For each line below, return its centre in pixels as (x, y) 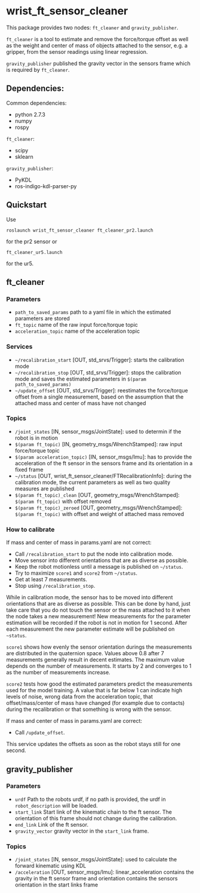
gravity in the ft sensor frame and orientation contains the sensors (96, 879)
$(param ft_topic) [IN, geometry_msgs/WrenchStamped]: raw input (99, 444)
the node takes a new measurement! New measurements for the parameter (99, 616)
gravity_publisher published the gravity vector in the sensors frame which (99, 63)
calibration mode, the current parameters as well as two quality (93, 482)
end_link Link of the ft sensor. (51, 824)
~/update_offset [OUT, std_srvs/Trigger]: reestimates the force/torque (101, 390)
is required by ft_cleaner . (38, 69)
